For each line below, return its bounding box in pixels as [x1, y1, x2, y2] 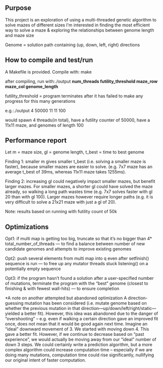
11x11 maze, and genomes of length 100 [5, 122, 84, 128]
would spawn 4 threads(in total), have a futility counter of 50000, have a [5, 117, 150, 123]
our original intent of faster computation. [5, 357, 86, 363]
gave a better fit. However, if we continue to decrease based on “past [5, 331, 145, 337]
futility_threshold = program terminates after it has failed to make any [5, 93, 144, 99]
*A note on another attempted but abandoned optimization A [5, 295, 127, 301]
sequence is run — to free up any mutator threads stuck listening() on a [5, 261, 148, 267]
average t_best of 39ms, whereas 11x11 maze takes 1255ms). [5, 169, 127, 175]
